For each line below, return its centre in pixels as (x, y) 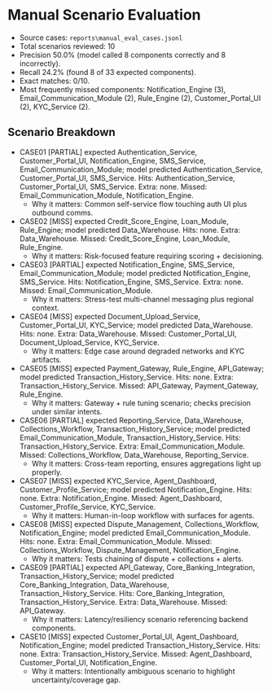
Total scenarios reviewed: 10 (67, 46)
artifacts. (46, 359)
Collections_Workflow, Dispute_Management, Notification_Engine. (130, 550)
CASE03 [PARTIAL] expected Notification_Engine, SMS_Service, (127, 264)
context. (46, 308)
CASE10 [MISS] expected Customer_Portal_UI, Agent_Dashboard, (129, 636)
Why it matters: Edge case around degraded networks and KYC (138, 351)
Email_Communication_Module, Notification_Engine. (107, 195)
